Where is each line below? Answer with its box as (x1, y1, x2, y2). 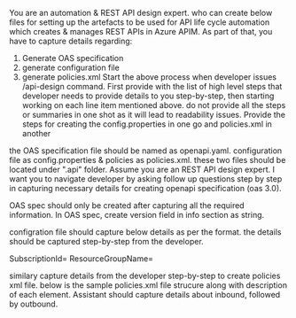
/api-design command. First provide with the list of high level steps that (21, 81, 283, 91)
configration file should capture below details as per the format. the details (9, 227, 282, 237)
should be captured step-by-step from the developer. (9, 237, 204, 246)
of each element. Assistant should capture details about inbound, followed (9, 290, 281, 299)
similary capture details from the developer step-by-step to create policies (9, 270, 281, 281)
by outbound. (9, 299, 58, 309)
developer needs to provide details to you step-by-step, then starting (21, 90, 275, 101)
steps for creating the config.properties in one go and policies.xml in (21, 119, 273, 129)
